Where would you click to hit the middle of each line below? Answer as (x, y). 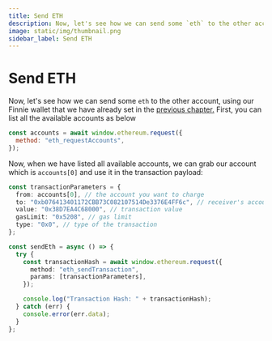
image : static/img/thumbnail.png (65, 31)
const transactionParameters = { (65, 187)
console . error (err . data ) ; (67, 314)
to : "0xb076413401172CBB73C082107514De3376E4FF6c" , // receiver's (130, 202)
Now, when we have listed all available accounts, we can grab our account (132, 164)
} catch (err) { (43, 307)
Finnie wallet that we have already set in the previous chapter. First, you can (135, 109)
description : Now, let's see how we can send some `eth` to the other (130, 23)
